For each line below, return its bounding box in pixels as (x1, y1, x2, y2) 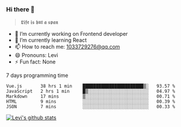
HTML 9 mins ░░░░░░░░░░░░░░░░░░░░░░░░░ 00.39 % (6, 99, 176, 105)
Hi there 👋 (6, 5, 35, 14)
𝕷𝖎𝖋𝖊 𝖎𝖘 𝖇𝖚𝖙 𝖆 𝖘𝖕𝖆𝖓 (20, 19, 58, 26)
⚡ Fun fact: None (14, 58, 56, 65)
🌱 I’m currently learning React (14, 36, 87, 44)
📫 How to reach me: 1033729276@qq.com (14, 44, 120, 51)
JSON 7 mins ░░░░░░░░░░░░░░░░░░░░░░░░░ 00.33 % (6, 104, 176, 110)
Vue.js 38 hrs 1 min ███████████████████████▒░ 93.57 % (6, 83, 176, 89)
